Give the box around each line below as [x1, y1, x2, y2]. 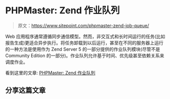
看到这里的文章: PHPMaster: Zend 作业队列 [5, 69, 95, 76]
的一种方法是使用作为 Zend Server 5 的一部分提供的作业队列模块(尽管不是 [5, 46, 160, 52]
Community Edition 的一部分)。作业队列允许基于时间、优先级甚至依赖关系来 [5, 52, 164, 59]
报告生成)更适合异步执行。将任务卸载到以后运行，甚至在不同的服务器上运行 [5, 39, 164, 46]
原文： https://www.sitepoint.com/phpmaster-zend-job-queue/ [17, 22, 149, 29]
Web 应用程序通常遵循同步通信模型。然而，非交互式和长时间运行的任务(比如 [5, 33, 165, 39]
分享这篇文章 [5, 86, 46, 95]
